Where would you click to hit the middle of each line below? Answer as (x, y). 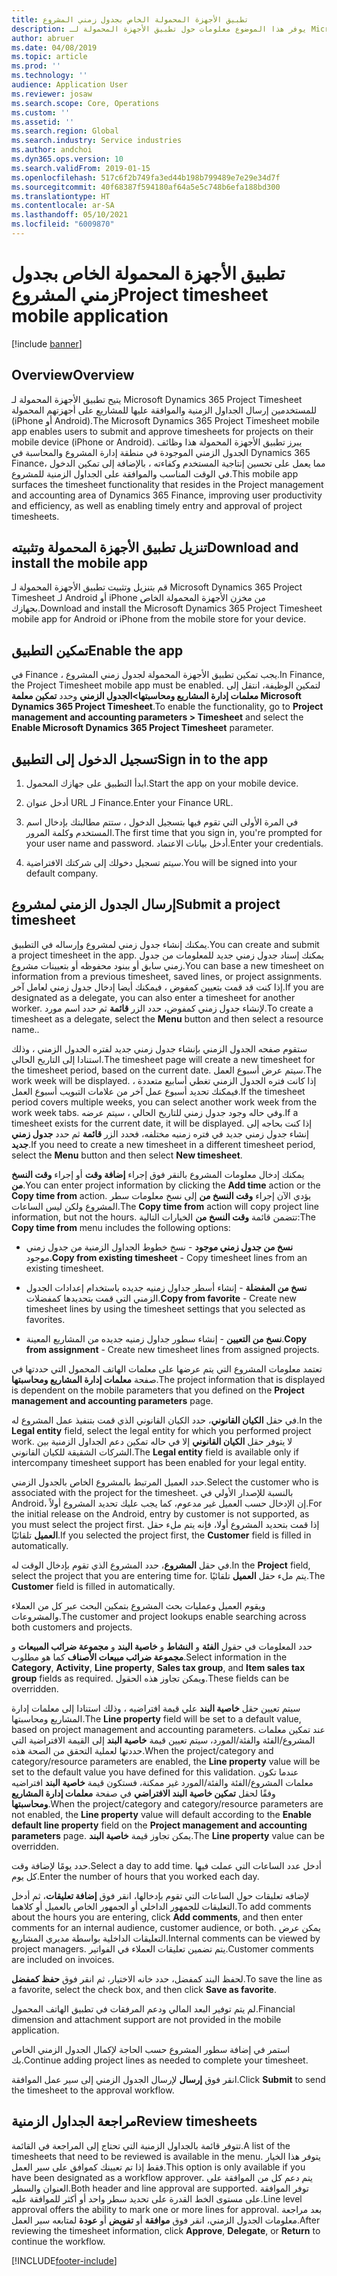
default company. (62, 873)
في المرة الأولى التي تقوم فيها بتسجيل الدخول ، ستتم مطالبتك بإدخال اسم (162, 822)
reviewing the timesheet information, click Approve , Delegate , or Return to (166, 2230)
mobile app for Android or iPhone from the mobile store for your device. (159, 619)
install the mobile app (79, 563)
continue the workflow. (58, 2241)
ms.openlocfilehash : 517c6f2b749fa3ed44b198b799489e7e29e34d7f (146, 177)
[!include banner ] (47, 343)
